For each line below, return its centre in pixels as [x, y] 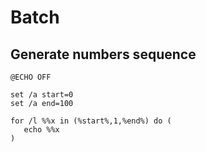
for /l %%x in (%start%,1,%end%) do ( [91, 121]
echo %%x [41, 130]
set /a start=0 [42, 95]
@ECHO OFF [31, 77]
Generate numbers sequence [103, 54]
